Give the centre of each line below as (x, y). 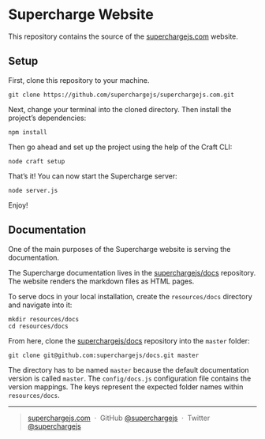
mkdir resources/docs (44, 319)
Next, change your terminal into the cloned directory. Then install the (120, 109)
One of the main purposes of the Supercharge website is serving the (119, 249)
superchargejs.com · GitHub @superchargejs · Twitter (119, 418)
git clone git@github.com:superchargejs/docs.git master (104, 355)
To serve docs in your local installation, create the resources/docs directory (130, 296)
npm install (28, 132)
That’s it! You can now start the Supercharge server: (93, 176)
